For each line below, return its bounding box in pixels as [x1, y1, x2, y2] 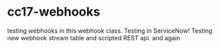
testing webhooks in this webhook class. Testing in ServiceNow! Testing [7, 27, 213, 35]
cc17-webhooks [7, 4, 100, 20]
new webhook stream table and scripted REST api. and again [7, 33, 181, 42]
